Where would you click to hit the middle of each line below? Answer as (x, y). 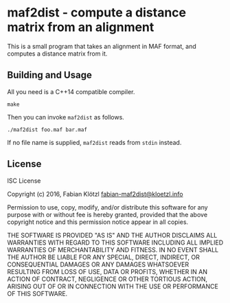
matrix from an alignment (81, 27)
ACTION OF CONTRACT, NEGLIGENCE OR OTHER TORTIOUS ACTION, (107, 279)
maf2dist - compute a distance (97, 13)
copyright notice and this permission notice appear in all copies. (98, 222)
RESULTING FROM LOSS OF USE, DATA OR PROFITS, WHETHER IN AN (107, 271)
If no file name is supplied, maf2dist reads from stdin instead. (94, 142)
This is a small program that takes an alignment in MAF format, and (102, 46)
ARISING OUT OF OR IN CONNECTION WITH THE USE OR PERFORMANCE (113, 286)
